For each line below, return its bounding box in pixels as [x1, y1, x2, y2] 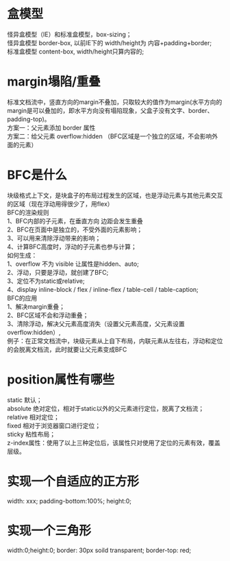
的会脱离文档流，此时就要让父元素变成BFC [7, 345, 127, 353]
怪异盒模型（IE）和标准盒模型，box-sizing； [7, 30, 132, 38]
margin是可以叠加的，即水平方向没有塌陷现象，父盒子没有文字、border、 [7, 106, 214, 114]
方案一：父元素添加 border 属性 [7, 123, 96, 132]
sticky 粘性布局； [7, 429, 56, 438]
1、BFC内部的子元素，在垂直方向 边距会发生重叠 [7, 216, 144, 225]
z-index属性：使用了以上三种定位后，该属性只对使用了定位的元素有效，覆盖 [7, 438, 220, 447]
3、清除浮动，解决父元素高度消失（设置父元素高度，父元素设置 [7, 319, 185, 327]
